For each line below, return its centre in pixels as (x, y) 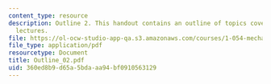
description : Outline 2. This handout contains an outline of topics (128, 23)
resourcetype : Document (48, 53)
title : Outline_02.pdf (46, 61)
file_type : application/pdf (56, 46)
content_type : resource (48, 16)
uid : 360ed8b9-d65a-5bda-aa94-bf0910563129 (83, 68)
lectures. (32, 30)
